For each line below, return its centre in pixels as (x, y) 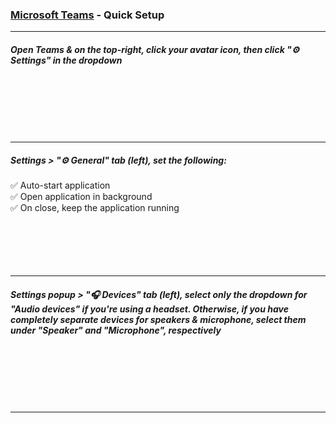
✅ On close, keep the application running (95, 208)
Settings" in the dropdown (66, 60)
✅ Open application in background (81, 197)
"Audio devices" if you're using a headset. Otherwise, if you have (149, 309)
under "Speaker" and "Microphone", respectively (116, 330)
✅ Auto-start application (60, 185)
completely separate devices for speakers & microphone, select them (158, 319)
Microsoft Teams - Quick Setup (87, 15)
